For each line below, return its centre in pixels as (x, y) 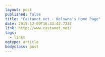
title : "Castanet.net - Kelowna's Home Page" (53, 19)
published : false (23, 14)
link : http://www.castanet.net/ (38, 28)
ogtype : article (22, 42)
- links (18, 38)
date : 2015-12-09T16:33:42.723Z (38, 24)
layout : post (19, 10)
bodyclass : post (22, 47)
